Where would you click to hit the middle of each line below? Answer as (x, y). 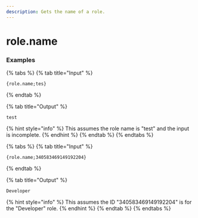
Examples (21, 60)
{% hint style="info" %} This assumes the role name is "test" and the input (98, 128)
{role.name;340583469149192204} (46, 158)
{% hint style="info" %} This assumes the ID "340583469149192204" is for (99, 202)
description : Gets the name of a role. (56, 12)
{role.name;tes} (26, 84)
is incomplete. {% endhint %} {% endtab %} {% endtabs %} (80, 135)
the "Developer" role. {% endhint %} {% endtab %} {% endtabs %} (89, 208)
